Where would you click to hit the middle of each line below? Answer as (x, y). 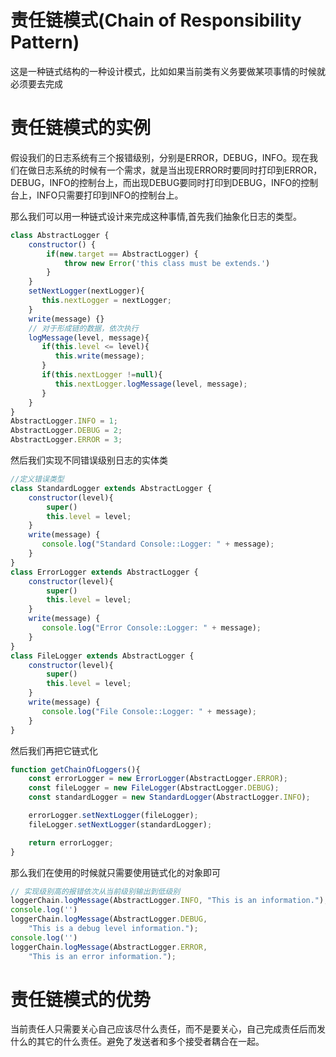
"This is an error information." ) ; (102, 956)
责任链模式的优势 (81, 999)
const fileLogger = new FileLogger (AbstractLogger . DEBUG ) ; (154, 788)
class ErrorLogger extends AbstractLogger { (104, 572)
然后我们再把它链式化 (54, 750)
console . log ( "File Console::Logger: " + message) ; (149, 711)
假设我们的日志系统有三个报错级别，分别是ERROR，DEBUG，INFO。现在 (160, 157)
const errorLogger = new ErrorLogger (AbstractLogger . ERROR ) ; (158, 779)
